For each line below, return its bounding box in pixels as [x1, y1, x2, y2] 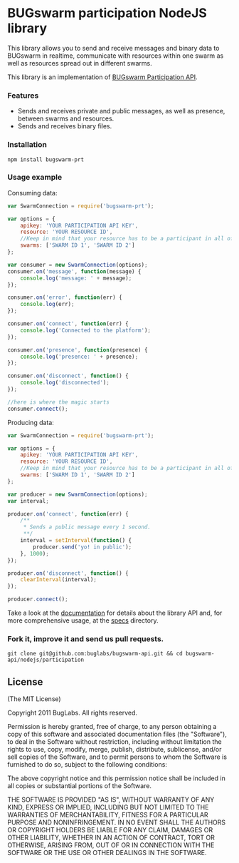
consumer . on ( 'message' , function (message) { [7, 267, 142, 275]
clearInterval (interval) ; [20, 576, 97, 583]
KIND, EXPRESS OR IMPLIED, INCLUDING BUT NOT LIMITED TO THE [7, 803, 209, 812]
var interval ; [7, 497, 50, 504]
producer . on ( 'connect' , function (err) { [7, 510, 129, 518]
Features [7, 91, 39, 101]
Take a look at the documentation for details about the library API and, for [7, 608, 223, 618]
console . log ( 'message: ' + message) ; [20, 275, 132, 282]
